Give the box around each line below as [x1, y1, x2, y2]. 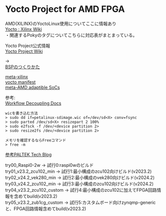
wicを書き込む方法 [5, 110, 38, 115]
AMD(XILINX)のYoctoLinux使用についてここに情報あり [5, 20, 117, 26]
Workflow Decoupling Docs [5, 100, 61, 106]
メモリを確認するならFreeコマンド [5, 138, 66, 143]
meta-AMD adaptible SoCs [5, 84, 60, 90]
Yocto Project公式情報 [5, 42, 51, 48]
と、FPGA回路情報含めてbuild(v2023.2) [5, 206, 86, 212]
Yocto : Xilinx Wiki [5, 26, 42, 32]
